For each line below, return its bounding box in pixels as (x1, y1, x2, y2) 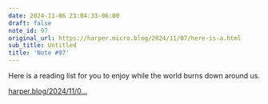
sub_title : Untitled (8, 42, 78, 50)
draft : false (8, 19, 52, 27)
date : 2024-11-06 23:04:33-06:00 (8, 11, 120, 20)
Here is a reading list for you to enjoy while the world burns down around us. (8, 71, 260, 80)
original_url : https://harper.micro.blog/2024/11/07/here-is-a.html (8, 34, 242, 42)
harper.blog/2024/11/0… (8, 86, 88, 96)
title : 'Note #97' (8, 49, 70, 57)
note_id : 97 (8, 26, 48, 34)
